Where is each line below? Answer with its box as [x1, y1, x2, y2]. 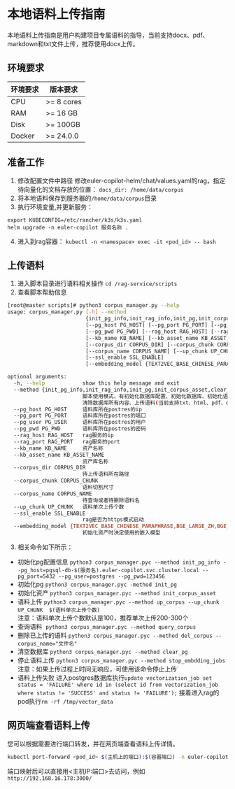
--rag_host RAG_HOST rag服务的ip [13, 432, 114, 439]
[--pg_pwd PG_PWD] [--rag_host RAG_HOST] [85, 328, 208, 335]
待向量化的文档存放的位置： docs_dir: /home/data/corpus [17, 185, 184, 193]
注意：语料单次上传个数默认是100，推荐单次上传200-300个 [17, 613, 189, 622]
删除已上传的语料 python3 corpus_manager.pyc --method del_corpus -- [17, 631, 222, 639]
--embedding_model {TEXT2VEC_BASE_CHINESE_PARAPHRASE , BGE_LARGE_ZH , [13, 523, 218, 530]
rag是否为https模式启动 [82, 516, 145, 523]
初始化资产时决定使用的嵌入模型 [82, 529, 161, 536]
